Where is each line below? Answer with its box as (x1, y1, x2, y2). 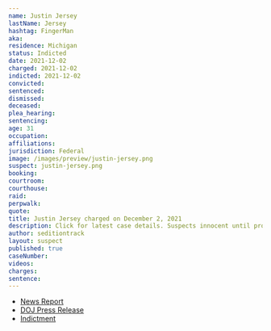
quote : (8, 207, 31, 215)
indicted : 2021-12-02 (8, 72, 81, 80)
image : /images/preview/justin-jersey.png (8, 154, 153, 162)
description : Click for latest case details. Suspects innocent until (8, 222, 251, 230)
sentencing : (8, 117, 48, 125)
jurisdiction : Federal (8, 147, 85, 155)
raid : (8, 191, 27, 200)
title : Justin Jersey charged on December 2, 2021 (8, 215, 182, 223)
